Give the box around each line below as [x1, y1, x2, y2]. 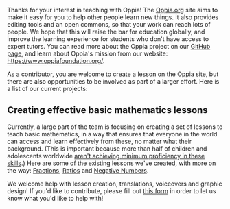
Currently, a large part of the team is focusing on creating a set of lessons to [7, 123, 223, 131]
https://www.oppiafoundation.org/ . [7, 57, 105, 64]
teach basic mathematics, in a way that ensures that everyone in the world [7, 130, 218, 138]
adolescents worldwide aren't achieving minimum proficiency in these [7, 151, 205, 160]
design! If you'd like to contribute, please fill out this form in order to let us [7, 186, 216, 195]
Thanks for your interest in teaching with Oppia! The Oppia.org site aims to [7, 6, 218, 14]
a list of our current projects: [7, 85, 88, 93]
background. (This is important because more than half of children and [7, 144, 207, 153]
